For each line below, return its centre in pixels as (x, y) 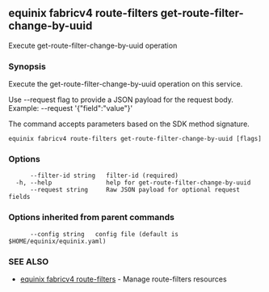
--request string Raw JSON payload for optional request (135, 190)
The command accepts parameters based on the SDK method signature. (129, 124)
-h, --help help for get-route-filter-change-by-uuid (133, 183)
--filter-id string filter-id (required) (104, 176)
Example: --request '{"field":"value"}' (71, 108)
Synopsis (27, 66)
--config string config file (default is (104, 234)
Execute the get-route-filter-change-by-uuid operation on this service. (126, 84)
